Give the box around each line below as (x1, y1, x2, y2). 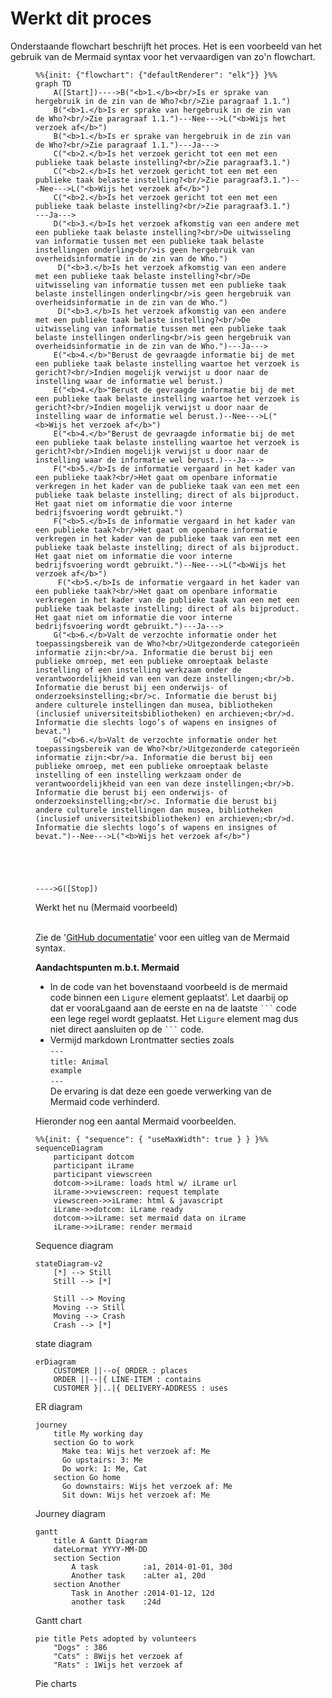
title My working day (53, 1428, 143, 1439)
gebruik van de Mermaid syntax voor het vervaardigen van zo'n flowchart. (10, 50, 316, 62)
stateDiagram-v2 (35, 1258, 103, 1269)
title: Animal (49, 1057, 109, 1067)
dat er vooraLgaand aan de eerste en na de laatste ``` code (49, 1002, 297, 1014)
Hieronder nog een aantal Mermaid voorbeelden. (35, 1115, 237, 1127)
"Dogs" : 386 (53, 1642, 108, 1652)
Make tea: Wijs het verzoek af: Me (61, 1446, 211, 1456)
